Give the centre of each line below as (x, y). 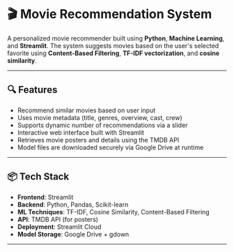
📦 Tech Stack (38, 177)
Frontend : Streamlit (45, 197)
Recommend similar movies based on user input (86, 110)
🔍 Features (32, 90)
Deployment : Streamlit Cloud (59, 227)
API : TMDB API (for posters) (58, 219)
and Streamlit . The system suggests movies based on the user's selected (113, 45)
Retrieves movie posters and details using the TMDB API (98, 140)
